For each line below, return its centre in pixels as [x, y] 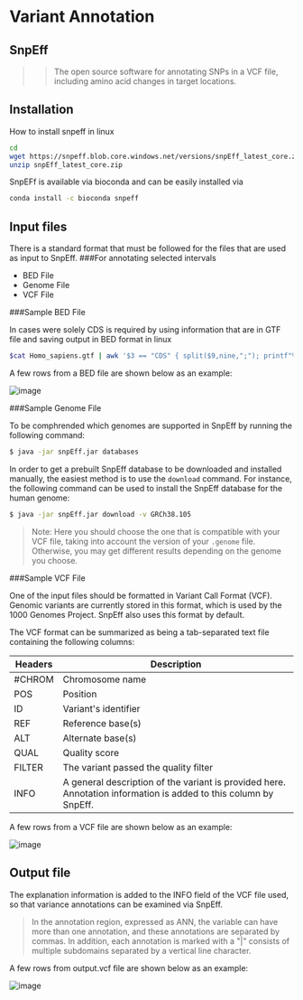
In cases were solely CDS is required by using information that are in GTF [145, 330]
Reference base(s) [102, 723]
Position [80, 694]
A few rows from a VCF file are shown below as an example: [121, 827]
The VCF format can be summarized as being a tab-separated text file [139, 632]
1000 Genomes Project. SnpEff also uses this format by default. [127, 614]
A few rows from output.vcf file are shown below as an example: [129, 967]
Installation [41, 110]
